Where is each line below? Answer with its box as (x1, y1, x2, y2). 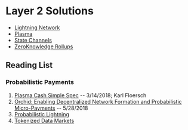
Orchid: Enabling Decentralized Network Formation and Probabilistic (14, 98, 183, 105)
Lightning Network (14, 24, 60, 31)
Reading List (5, 60, 53, 70)
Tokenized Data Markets (14, 117, 75, 124)
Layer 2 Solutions (5, 4, 94, 18)
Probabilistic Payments (5, 78, 74, 86)
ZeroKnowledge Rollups (14, 43, 73, 50)
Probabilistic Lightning (14, 110, 70, 117)
